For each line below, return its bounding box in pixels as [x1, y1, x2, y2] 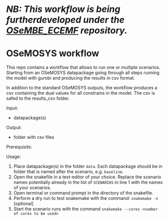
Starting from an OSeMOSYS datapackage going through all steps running [6, 70, 160, 76]
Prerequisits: [6, 144, 33, 150]
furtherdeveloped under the [6, 14, 125, 26]
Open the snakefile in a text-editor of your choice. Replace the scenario [13, 174, 161, 180]
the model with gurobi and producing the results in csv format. [6, 75, 135, 81]
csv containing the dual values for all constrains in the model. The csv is [6, 90, 155, 96]
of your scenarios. [13, 184, 52, 191]
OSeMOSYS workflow [6, 48, 100, 59]
